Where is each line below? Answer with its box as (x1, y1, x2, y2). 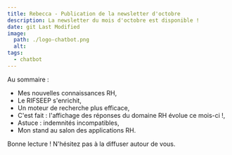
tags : (7, 50, 23, 57)
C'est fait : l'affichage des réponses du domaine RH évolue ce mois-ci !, (17, 111, 226, 119)
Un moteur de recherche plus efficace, (17, 103, 130, 112)
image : (7, 29, 27, 37)
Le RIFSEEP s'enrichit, (17, 96, 82, 105)
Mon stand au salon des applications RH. (17, 126, 136, 134)
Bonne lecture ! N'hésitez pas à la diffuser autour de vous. (7, 140, 176, 148)
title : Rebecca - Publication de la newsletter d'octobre (7, 10, 181, 18)
